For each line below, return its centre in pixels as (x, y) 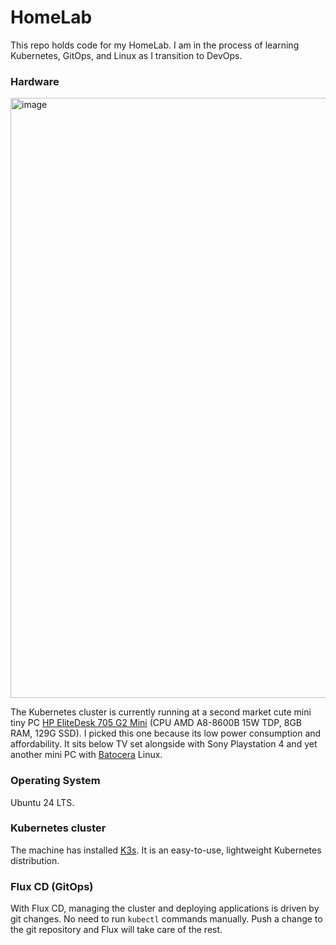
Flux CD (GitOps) (52, 886)
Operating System (55, 781)
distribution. (35, 860)
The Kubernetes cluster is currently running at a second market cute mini (161, 712)
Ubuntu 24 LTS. (42, 802)
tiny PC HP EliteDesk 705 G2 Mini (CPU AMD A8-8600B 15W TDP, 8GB (156, 723)
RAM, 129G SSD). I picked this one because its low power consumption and (166, 733)
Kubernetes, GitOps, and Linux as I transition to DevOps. (126, 55)
